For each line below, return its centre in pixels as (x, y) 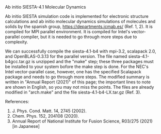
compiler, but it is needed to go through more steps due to (79, 37)
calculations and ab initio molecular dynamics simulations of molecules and (80, 21)
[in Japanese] (26, 126)
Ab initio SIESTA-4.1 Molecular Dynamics (46, 7)
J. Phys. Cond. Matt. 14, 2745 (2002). (49, 111)
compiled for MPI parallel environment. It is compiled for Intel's (68, 32)
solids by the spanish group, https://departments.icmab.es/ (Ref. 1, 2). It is (79, 27)
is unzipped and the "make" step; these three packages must (92, 61)
